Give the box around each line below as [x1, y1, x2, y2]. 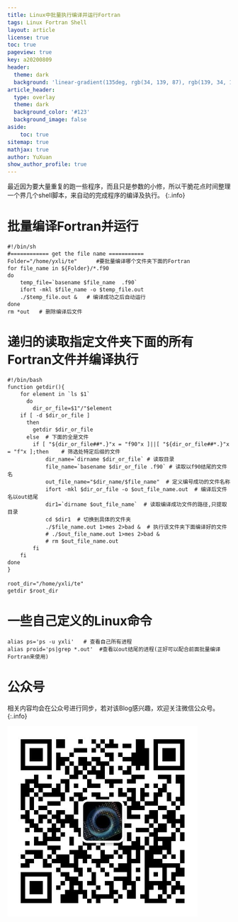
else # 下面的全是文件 [25, 434, 89, 441]
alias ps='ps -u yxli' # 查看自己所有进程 [7, 638, 132, 645]
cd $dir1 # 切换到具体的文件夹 [45, 516, 131, 523]
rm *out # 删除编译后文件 [7, 308, 83, 315]
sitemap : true [7, 138, 50, 145]
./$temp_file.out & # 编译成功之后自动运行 [20, 294, 147, 301]
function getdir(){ [7, 383, 65, 390]
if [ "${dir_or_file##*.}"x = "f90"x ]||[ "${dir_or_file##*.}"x [33, 441, 230, 448]
